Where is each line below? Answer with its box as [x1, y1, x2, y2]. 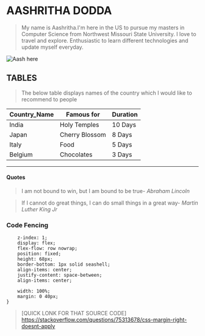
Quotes [6, 173, 26, 181]
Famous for [66, 110, 100, 119]
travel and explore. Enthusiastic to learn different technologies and [21, 37, 189, 44]
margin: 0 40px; [17, 294, 59, 300]
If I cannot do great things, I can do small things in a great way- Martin [21, 199, 198, 206]
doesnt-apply [21, 323, 56, 330]
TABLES [6, 73, 38, 83]
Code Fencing [6, 221, 49, 229]
